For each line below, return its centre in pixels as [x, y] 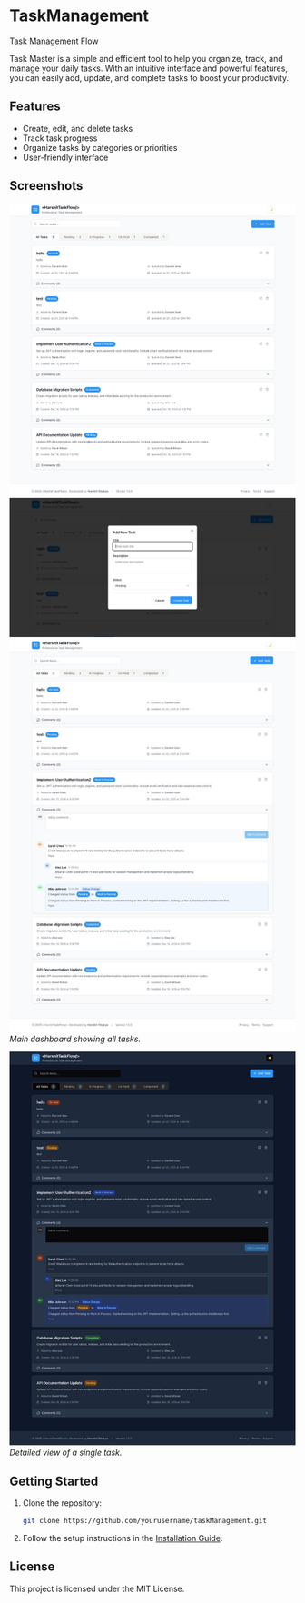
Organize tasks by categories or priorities [100, 147]
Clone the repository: [62, 1503]
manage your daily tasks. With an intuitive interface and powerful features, [149, 68]
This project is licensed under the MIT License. [97, 1588]
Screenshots [46, 186]
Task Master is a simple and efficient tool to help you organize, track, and [146, 58]
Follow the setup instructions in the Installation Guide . [123, 1538]
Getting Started [54, 1481]
